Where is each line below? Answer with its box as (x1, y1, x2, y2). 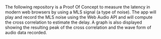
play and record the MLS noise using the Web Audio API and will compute (5, 14, 153, 20)
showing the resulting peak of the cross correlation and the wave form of (5, 25, 152, 30)
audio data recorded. (5, 30, 47, 35)
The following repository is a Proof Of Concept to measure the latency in (5, 4, 150, 10)
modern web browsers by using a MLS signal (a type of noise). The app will (5, 9, 157, 15)
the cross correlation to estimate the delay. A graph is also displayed (5, 19, 143, 25)
